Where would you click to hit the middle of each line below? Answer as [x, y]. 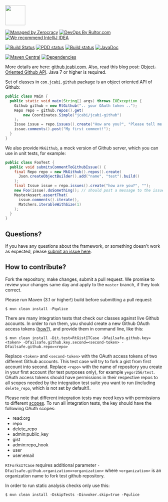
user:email [23, 455]
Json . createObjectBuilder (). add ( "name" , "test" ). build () [79, 177]
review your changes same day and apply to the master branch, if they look [82, 284]
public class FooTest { [30, 162]
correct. [13, 290]
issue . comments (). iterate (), [49, 200]
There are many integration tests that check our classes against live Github [82, 318]
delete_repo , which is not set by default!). [48, 388]
